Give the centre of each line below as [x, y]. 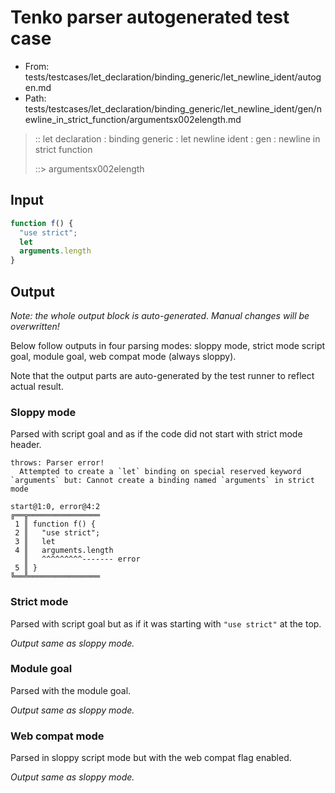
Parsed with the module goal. [71, 690]
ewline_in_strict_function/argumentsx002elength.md [133, 119]
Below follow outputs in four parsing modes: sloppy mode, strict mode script [168, 345]
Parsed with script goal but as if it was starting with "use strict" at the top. [166, 623]
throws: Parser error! [57, 463]
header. [26, 445]
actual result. [37, 386]
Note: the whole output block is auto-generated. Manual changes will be [160, 315]
